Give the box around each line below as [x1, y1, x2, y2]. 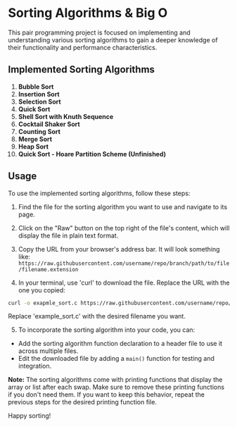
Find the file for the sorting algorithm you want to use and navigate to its [18, 202, 228, 211]
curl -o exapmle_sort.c [8, 299, 78, 307]
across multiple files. [18, 347, 79, 355]
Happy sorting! [8, 411, 51, 420]
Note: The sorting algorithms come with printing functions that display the [8, 376, 223, 384]
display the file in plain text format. [18, 231, 119, 240]
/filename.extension [18, 266, 79, 273]
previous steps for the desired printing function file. [8, 398, 158, 407]
